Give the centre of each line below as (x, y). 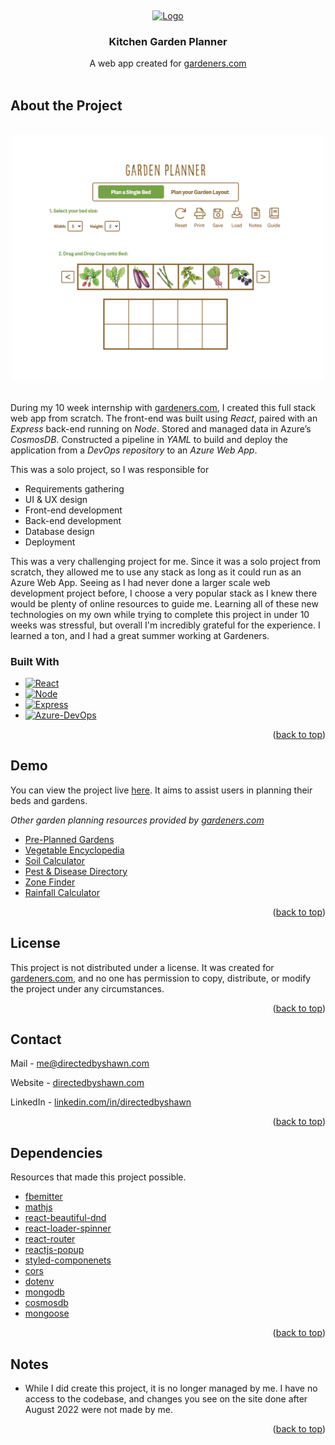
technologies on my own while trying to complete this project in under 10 (160, 614)
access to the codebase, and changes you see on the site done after (166, 1399)
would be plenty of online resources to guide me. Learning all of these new (164, 603)
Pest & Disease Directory (76, 871)
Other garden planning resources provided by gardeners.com (137, 820)
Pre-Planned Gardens (69, 839)
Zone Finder (50, 882)
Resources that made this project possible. (98, 1177)
